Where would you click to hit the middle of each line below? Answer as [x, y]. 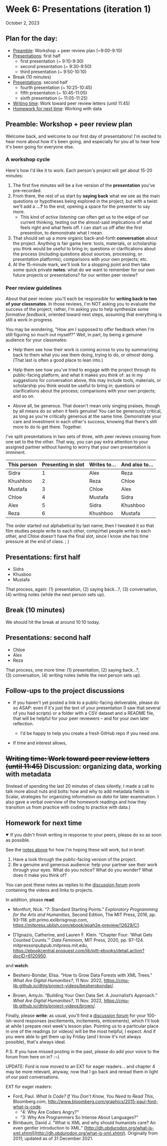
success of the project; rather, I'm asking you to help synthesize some [77, 309]
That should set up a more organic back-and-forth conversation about [85, 238]
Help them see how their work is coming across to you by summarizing [85, 350]
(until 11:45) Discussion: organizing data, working [84, 766]
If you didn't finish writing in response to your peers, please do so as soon [86, 835]
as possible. [18, 840]
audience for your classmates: [36, 340]
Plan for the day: [31, 38]
